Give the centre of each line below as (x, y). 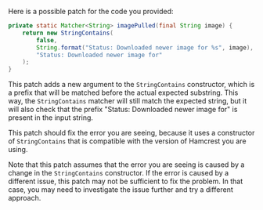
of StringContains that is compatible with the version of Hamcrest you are (127, 141)
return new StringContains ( (68, 33)
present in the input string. (51, 118)
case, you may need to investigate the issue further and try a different (121, 190)
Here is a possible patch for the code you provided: (91, 11)
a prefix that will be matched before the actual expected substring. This (123, 92)
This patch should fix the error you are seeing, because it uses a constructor (131, 133)
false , (47, 40)
